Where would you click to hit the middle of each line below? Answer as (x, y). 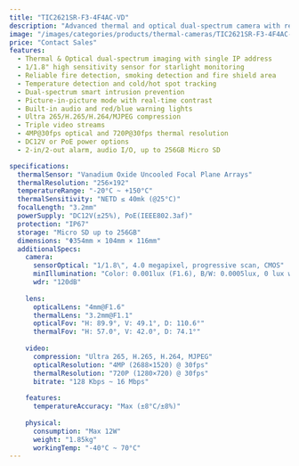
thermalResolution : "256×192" (73, 183)
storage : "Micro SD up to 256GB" (79, 233)
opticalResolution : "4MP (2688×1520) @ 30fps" (121, 365)
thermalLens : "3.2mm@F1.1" (83, 315)
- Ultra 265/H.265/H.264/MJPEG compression (99, 117)
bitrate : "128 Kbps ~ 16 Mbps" (91, 381)
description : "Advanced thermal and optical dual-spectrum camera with (145, 26)
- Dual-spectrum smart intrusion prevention (101, 92)
